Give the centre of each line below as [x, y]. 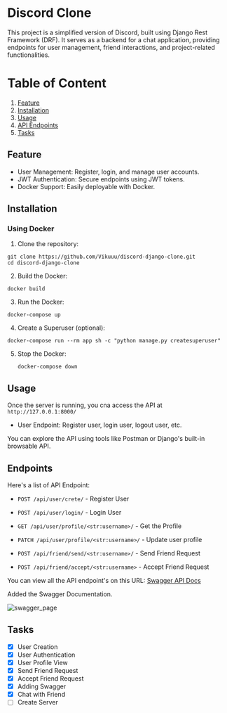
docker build [26, 289]
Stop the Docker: [42, 354]
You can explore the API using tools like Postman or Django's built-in [106, 439]
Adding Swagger [42, 686]
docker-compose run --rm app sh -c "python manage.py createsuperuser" [114, 341]
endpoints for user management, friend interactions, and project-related [111, 47]
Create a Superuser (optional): [61, 328]
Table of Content [57, 83]
